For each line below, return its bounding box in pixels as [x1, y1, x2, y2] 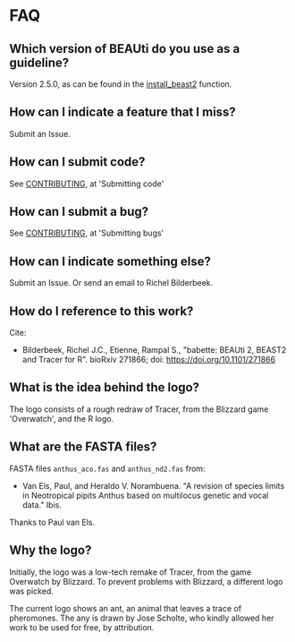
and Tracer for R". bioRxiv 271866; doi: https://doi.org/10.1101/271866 [21, 355, 275, 365]
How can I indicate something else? [9, 253, 212, 269]
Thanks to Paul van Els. [9, 517, 96, 527]
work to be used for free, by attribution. [9, 621, 155, 632]
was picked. [9, 586, 54, 596]
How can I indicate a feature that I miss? [9, 105, 237, 120]
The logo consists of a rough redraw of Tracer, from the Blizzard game [9, 404, 269, 415]
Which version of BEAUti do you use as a [9, 41, 240, 56]
